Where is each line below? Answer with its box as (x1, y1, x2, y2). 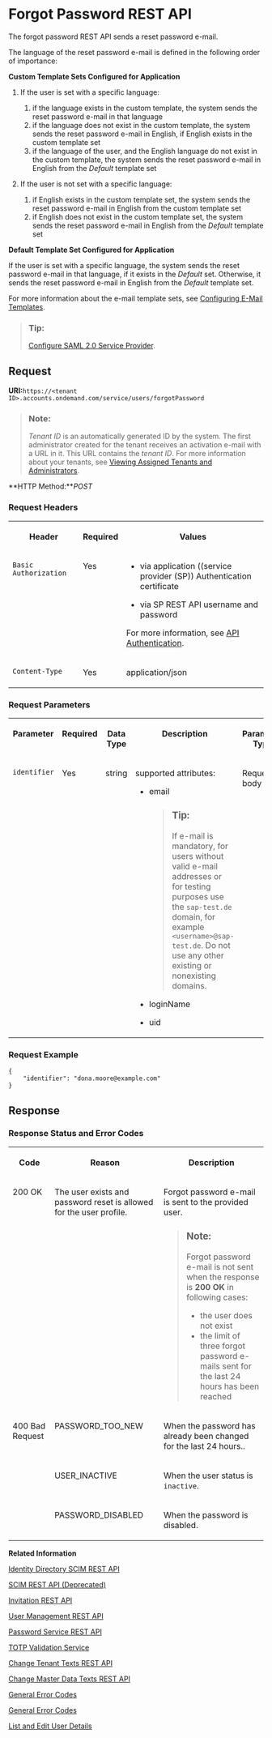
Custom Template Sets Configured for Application (8, 71, 181, 81)
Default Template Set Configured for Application (8, 245, 175, 254)
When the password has (163, 1420, 257, 1431)
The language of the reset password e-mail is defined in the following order (8, 47, 261, 57)
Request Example (8, 1048, 79, 1060)
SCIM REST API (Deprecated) (8, 1579, 107, 1589)
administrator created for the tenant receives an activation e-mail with (28, 440, 261, 450)
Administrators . (28, 466, 79, 476)
